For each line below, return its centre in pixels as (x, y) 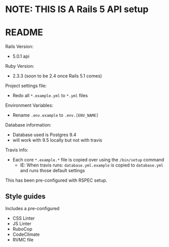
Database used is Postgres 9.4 (44, 135)
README (24, 33)
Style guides (25, 196)
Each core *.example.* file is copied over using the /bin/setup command (88, 160)
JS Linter (22, 223)
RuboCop (22, 229)
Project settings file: (26, 86)
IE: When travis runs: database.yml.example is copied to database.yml (92, 165)
